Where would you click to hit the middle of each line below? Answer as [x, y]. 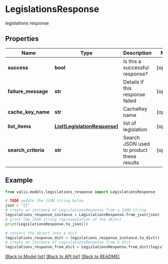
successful [136, 67]
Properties [22, 39]
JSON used [136, 143]
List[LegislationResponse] [86, 126]
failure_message [28, 91]
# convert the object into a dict [41, 233]
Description [137, 52]
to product [135, 150]
